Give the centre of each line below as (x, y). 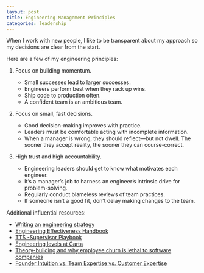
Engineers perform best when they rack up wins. (85, 89)
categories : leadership (37, 23)
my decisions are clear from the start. (53, 47)
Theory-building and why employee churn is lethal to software (93, 250)
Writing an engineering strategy (55, 225)
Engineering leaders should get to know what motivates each (101, 169)
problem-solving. (46, 188)
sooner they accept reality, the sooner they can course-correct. (104, 145)
